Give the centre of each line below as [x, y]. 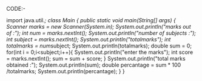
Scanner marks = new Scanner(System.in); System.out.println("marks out [99, 27]
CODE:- [16, 9]
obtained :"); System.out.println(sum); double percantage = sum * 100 [94, 65]
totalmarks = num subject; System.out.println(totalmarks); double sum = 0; [99, 46]
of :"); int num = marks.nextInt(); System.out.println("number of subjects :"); [101, 33]
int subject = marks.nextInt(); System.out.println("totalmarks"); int [89, 39]
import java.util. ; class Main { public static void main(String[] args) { [91, 20]
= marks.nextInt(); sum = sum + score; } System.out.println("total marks [96, 58]
